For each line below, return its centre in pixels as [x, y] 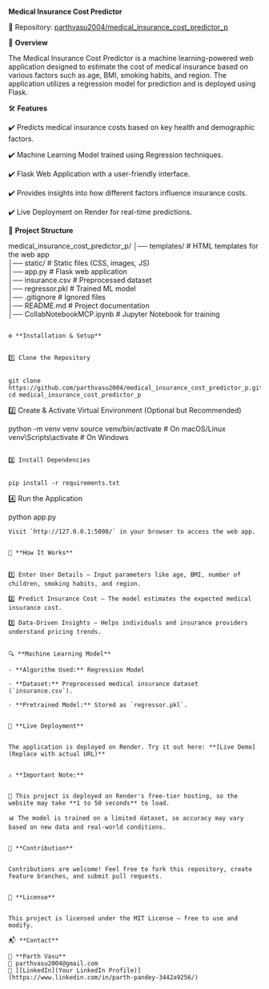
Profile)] [125, 971]
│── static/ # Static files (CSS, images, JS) [79, 263]
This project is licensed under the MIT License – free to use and [123, 918]
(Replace [23, 754]
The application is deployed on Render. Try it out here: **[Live [121, 747]
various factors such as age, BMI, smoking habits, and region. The [117, 75]
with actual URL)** [73, 754]
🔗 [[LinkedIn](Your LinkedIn [57, 971]
